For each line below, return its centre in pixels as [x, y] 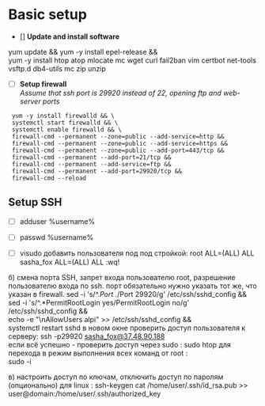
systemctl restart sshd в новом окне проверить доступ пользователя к [127, 328]
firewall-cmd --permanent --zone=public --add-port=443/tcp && [118, 150]
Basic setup [47, 15]
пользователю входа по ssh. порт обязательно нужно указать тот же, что [132, 286]
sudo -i [20, 361]
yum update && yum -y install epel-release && [83, 51]
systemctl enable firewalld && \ [67, 130]
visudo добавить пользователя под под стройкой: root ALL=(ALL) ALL [137, 253]
